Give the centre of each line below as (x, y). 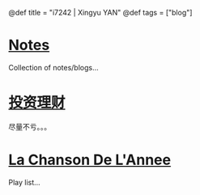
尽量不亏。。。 (30, 126)
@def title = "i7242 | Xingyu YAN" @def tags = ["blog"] (100, 13)
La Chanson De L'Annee (90, 160)
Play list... (24, 182)
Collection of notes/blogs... (53, 67)
